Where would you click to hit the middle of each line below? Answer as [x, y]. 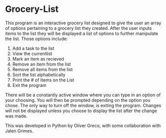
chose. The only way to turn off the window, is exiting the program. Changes [83, 105]
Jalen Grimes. [19, 131]
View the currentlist [32, 54]
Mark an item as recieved [38, 59]
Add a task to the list [33, 48]
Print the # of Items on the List [43, 80]
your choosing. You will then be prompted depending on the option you [78, 100]
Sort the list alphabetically [39, 74]
